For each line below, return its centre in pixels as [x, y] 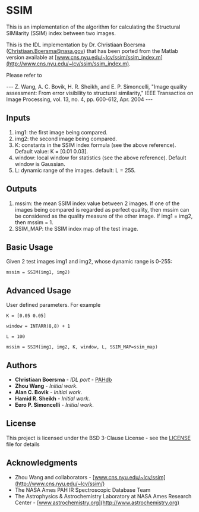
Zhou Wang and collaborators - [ [55, 477]
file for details [23, 444]
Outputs [22, 189]
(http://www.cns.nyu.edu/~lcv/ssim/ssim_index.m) [68, 64]
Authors [22, 365]
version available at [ [31, 57]
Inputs [18, 118]
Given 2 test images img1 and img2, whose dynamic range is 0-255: [89, 262]
